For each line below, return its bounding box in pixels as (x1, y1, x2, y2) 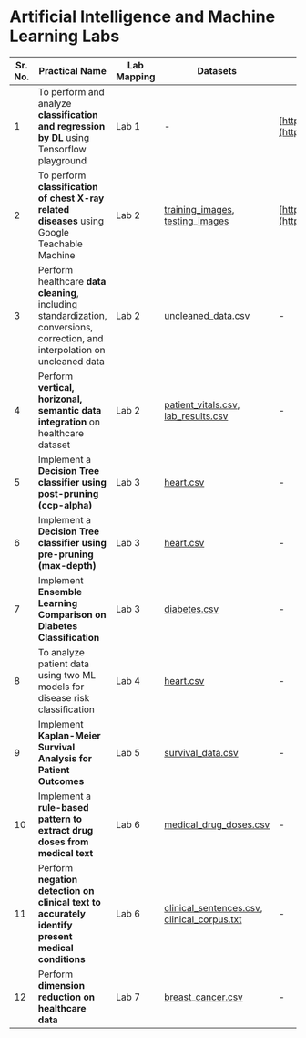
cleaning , (37, 286, 79, 299)
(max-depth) (37, 559, 97, 571)
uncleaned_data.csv (163, 309, 250, 321)
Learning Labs (9, 26, 120, 47)
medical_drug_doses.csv (163, 818, 270, 831)
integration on (37, 415, 100, 428)
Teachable (37, 237, 84, 250)
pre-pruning (37, 548, 94, 561)
